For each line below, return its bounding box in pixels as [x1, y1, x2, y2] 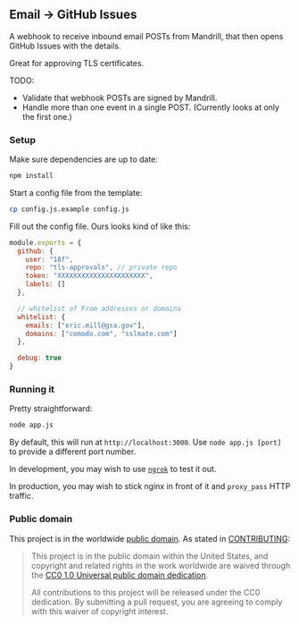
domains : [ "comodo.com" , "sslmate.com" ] [25, 329, 178, 338]
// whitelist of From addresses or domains [17, 304, 181, 313]
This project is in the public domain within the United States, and [30, 550, 269, 562]
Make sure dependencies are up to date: [9, 154, 159, 165]
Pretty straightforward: [9, 403, 93, 414]
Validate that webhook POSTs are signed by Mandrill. [21, 92, 218, 103]
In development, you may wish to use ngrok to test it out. [9, 464, 217, 475]
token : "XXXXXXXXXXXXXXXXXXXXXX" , [25, 272, 154, 281]
